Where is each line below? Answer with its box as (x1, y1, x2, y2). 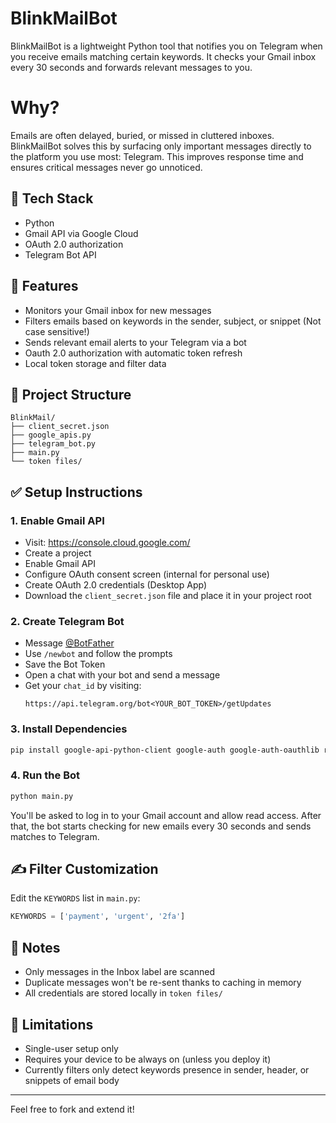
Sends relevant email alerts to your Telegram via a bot (24, 336, 247, 348)
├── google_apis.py (10, 430, 92, 441)
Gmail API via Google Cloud (24, 227, 139, 239)
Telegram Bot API (24, 248, 97, 261)
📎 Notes (10, 939, 61, 956)
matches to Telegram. (10, 830, 100, 842)
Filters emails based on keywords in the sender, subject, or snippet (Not (24, 315, 322, 327)
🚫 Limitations (10, 1016, 94, 1033)
